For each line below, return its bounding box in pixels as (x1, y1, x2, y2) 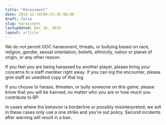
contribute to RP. (5, 94, 40, 100)
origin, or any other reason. (5, 54, 61, 60)
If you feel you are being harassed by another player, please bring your (5, 64, 151, 70)
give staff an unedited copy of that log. (5, 75, 84, 80)
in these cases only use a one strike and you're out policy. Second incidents (5, 109, 161, 115)
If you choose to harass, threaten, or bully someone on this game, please (5, 84, 155, 89)
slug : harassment (5, 21, 41, 26)
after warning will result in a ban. (5, 115, 72, 120)
